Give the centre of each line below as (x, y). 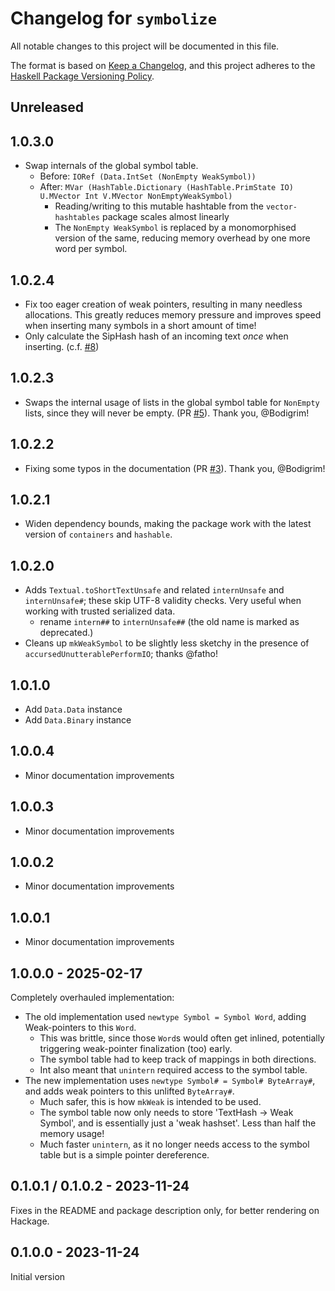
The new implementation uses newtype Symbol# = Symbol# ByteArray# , (170, 1081)
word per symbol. (91, 249)
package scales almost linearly (165, 217)
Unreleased (47, 107)
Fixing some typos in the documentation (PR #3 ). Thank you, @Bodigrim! (175, 468)
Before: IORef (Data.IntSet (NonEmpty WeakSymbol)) (148, 176)
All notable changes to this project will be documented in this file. (145, 46)
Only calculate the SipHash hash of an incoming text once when (156, 336)
